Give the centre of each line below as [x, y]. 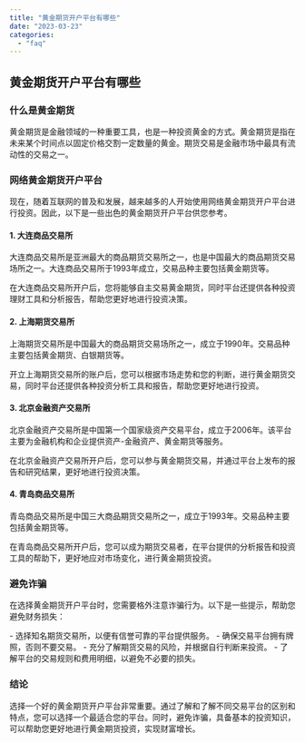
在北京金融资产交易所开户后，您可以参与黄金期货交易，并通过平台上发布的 [148, 460]
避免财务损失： [37, 617]
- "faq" [32, 43]
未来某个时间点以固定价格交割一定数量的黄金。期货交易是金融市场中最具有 [148, 142]
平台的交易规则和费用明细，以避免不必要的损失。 [108, 659]
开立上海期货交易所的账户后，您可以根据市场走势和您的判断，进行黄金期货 [148, 374]
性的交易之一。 [45, 154]
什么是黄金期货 [42, 110]
